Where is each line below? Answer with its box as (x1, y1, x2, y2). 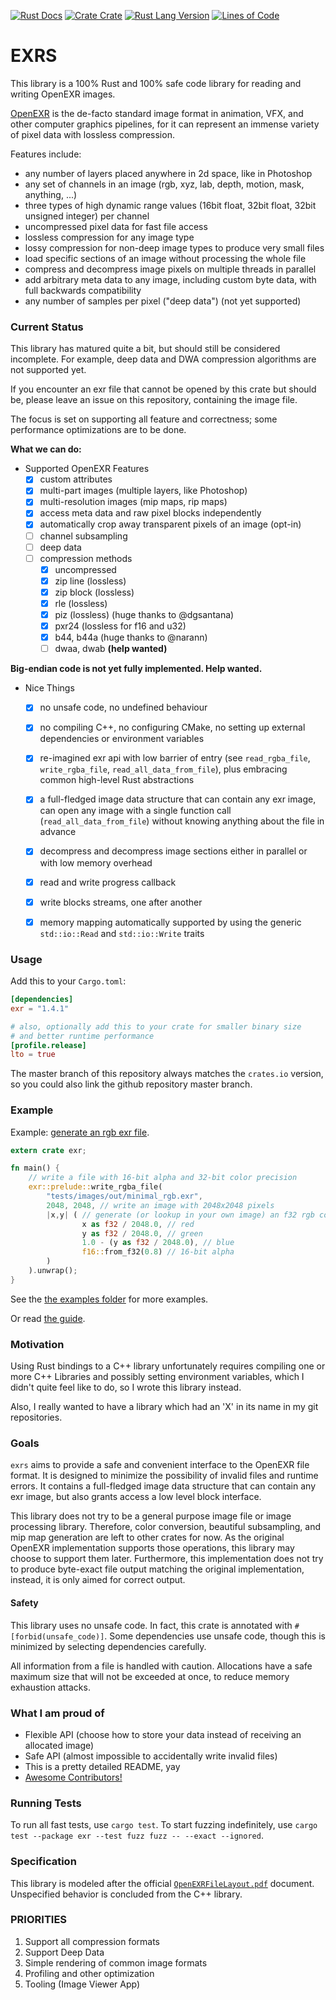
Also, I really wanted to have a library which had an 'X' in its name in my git (10, 1401, 319, 1413)
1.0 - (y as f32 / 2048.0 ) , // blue (81, 1238, 235, 1248)
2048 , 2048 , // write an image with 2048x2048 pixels (46, 1200, 275, 1210)
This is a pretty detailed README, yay (24, 1760, 181, 1772)
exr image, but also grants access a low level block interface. (10, 1491, 262, 1503)
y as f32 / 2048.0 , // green (81, 1228, 203, 1239)
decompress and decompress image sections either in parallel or (39, 845, 308, 857)
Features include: (10, 148, 82, 160)
